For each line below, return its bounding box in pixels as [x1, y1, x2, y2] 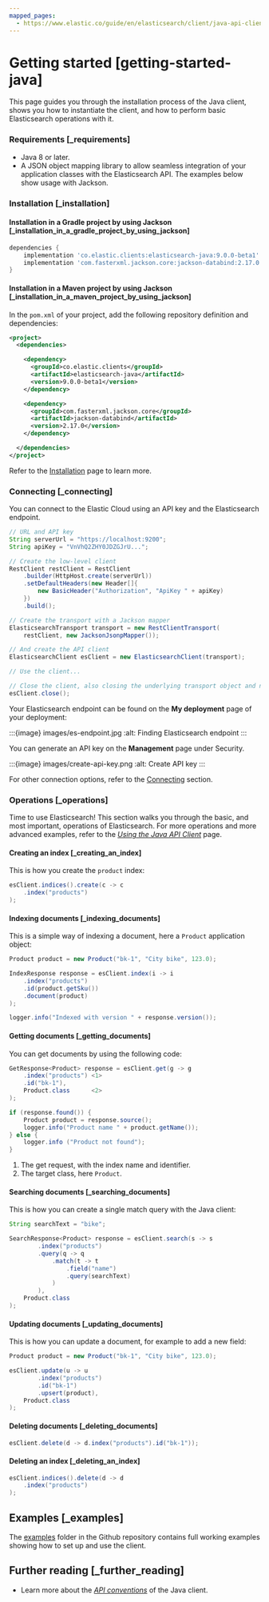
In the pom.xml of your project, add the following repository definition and [9, 310, 249, 319]
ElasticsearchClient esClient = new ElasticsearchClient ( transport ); [9, 653, 246, 661]
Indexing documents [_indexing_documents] [9, 913, 160, 923]
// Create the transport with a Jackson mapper [9, 616, 171, 624]
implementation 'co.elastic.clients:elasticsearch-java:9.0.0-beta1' [23, 251, 260, 259]
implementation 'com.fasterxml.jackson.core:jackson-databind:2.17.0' [23, 258, 263, 266]
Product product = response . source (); [23, 1115, 152, 1124]
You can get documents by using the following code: [9, 1049, 183, 1059]
